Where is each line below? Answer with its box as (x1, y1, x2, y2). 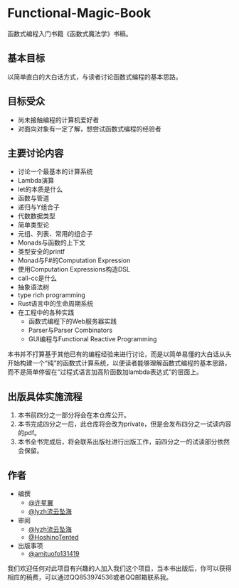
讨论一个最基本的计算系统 (17, 167, 93, 176)
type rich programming (17, 291, 85, 299)
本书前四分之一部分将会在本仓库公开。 (17, 411, 130, 419)
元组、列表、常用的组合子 (17, 230, 93, 238)
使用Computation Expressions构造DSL (17, 265, 130, 274)
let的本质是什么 (17, 185, 63, 193)
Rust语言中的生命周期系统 (17, 299, 94, 308)
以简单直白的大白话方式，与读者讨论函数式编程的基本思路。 (7, 73, 182, 81)
